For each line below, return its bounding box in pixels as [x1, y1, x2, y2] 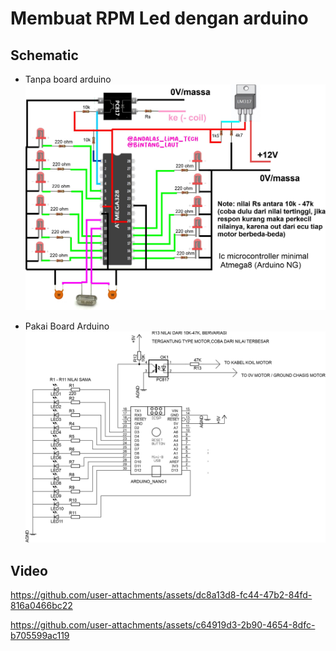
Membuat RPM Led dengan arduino [10, 7, 309, 30]
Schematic [10, 47, 79, 64]
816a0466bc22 [10, 600, 73, 611]
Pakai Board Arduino [24, 320, 110, 332]
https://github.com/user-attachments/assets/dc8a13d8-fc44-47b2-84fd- [10, 589, 313, 601]
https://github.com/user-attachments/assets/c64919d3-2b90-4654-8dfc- [10, 619, 316, 631]
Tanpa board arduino [24, 73, 112, 85]
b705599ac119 [10, 630, 70, 641]
